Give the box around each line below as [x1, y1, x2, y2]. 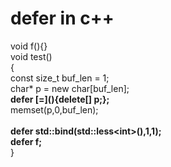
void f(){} [10, 40, 48, 52]
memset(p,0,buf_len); [10, 103, 99, 116]
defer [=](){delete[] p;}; [10, 93, 110, 105]
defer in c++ [10, 7, 115, 30]
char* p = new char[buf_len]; [10, 82, 130, 94]
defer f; [10, 135, 43, 147]
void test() [10, 50, 53, 62]
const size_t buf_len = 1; [10, 72, 110, 84]
